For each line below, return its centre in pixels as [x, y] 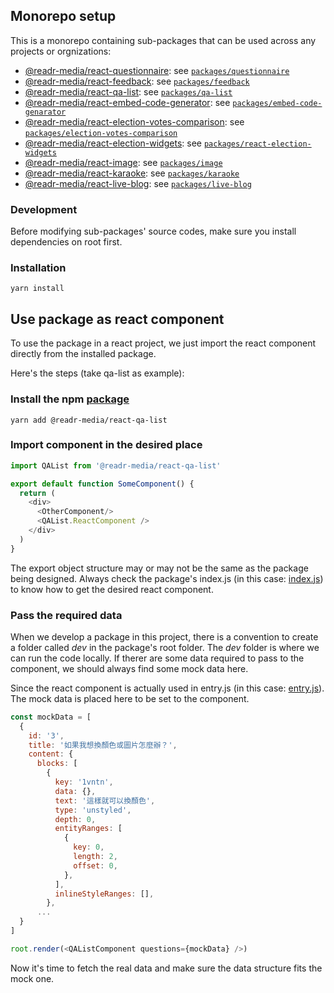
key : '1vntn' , [84, 782]
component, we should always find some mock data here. [129, 668]
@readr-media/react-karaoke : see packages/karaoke [132, 173]
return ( [37, 493]
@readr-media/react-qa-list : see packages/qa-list [128, 91]
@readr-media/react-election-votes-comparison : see [134, 121]
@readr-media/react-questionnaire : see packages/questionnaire [157, 70]
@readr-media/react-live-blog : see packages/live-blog [138, 183]
